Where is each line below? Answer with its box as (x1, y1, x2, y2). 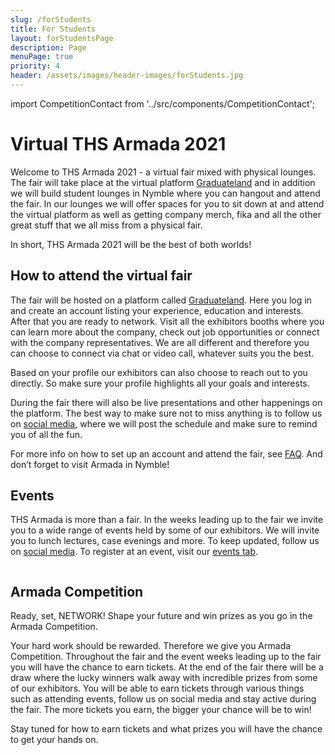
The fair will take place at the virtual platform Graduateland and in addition (10, 176, 316, 188)
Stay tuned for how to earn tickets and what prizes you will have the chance (10, 723, 323, 735)
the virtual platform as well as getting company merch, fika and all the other (10, 208, 322, 220)
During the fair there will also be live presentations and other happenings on (10, 396, 323, 408)
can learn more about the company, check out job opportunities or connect (10, 326, 320, 338)
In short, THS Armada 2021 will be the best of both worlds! (10, 238, 252, 250)
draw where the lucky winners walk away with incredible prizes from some (10, 672, 318, 684)
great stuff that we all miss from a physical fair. (10, 219, 203, 231)
